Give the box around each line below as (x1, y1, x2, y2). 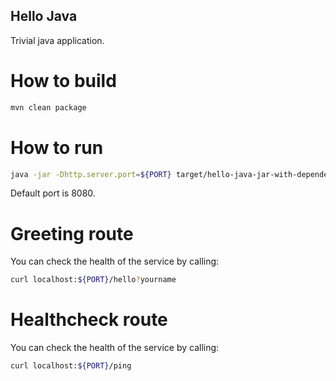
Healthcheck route (10, 309, 168, 331)
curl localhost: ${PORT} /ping (10, 361, 132, 371)
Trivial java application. (10, 34, 105, 46)
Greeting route (10, 222, 134, 245)
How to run (10, 136, 104, 159)
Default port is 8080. (10, 187, 96, 199)
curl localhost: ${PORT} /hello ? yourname (10, 275, 177, 285)
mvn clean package (10, 102, 87, 113)
